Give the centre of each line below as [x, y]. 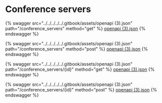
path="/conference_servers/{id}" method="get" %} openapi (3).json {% [80, 69]
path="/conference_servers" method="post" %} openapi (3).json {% [77, 49]
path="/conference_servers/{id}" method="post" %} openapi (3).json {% [81, 89]
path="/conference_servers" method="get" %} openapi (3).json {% [75, 28]
